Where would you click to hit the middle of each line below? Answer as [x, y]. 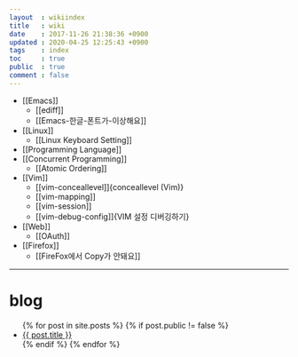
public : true [37, 67]
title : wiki [37, 26]
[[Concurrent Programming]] [74, 159]
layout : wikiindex [47, 17]
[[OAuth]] [53, 235]
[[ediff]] [49, 110]
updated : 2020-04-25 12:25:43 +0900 [79, 42]
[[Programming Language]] [72, 149]
